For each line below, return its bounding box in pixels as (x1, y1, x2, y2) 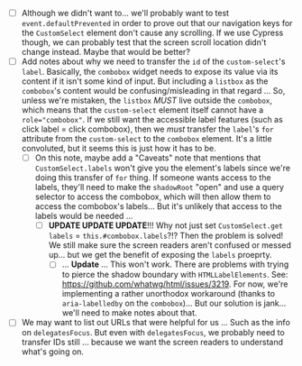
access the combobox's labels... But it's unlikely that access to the (34, 201, 282, 212)
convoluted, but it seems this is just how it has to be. (21, 143, 217, 154)
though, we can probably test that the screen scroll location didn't (21, 37, 267, 48)
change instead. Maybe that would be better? (21, 47, 191, 58)
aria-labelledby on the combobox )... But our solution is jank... (61, 297, 287, 309)
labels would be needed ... (34, 211, 133, 222)
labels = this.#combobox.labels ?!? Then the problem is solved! (48, 230, 284, 242)
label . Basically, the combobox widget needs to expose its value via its (21, 67, 279, 78)
